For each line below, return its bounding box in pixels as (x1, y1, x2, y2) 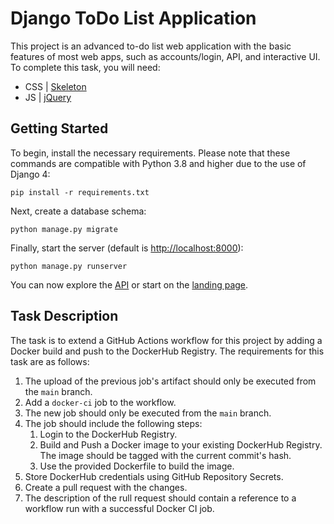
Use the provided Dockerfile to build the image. (39, 460, 235, 472)
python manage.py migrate (10, 224, 118, 234)
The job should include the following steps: (24, 417, 203, 429)
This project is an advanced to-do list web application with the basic (10, 40, 292, 52)
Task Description (10, 308, 119, 325)
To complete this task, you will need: (10, 61, 161, 73)
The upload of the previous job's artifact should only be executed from (24, 375, 317, 387)
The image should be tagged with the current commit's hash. (39, 449, 292, 461)
